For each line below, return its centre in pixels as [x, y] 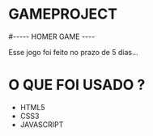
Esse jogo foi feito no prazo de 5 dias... [73, 52]
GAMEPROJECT [63, 14]
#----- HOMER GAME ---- [52, 36]
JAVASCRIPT [42, 124]
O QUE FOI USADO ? [77, 85]
